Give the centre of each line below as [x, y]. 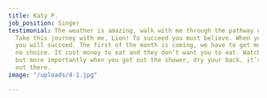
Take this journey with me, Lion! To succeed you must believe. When [133, 38]
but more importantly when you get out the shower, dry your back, [130, 61]
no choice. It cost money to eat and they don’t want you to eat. [128, 53]
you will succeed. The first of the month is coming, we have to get [133, 45]
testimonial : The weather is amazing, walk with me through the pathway [131, 30]
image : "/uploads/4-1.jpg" [53, 75]
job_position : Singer [44, 23]
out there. [33, 68]
